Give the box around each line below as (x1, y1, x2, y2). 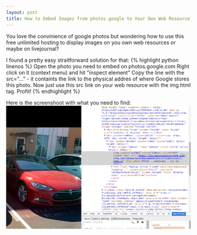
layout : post (6, 9, 38, 15)
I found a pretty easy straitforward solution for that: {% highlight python (6, 56, 179, 63)
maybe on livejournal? (6, 45, 59, 52)
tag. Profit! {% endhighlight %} (6, 88, 80, 95)
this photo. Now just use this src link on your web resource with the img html (6, 81, 191, 88)
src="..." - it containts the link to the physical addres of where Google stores (6, 75, 189, 82)
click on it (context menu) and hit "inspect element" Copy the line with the (6, 69, 185, 76)
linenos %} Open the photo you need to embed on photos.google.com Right (6, 62, 189, 70)
